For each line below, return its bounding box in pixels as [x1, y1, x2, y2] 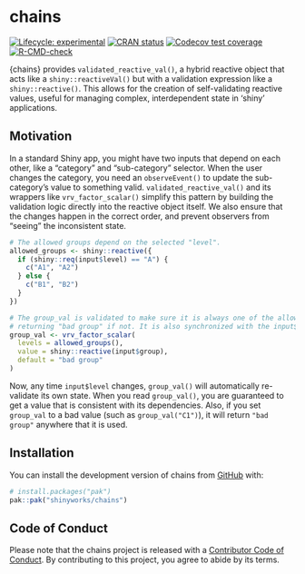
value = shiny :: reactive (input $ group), [17, 347, 169, 356]
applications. [9, 102, 57, 113]
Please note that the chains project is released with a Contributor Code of [9, 545, 284, 556]
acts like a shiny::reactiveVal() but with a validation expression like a [9, 73, 273, 84]
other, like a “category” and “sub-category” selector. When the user [9, 162, 263, 173]
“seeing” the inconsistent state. [9, 220, 127, 231]
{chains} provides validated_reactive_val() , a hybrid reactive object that [9, 64, 285, 74]
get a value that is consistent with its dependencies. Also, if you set [9, 400, 261, 411]
